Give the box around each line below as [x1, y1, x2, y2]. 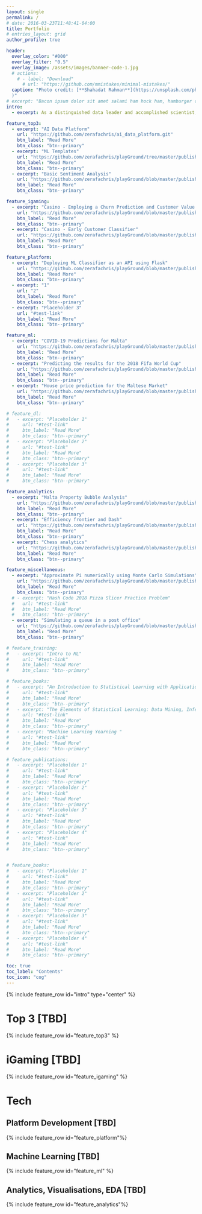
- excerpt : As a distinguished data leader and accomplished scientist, [11, 109, 198, 115]
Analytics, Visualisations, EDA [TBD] [6, 1184, 146, 1195]
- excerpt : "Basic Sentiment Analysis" [11, 171, 112, 177]
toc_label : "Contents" [6, 969, 63, 975]
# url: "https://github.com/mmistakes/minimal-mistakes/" [22, 81, 171, 87]
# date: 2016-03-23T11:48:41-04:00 [6, 20, 96, 26]
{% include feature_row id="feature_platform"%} [6, 1134, 127, 1141]
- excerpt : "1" [11, 282, 50, 288]
